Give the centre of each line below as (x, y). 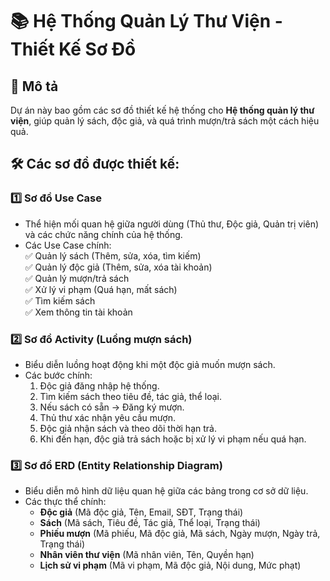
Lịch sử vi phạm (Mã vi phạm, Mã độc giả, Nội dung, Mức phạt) (170, 565)
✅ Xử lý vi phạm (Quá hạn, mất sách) (101, 289)
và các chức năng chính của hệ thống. (103, 234)
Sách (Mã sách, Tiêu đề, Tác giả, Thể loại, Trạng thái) (150, 523)
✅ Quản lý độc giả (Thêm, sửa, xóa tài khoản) (118, 267)
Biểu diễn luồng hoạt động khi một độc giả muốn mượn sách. (150, 364)
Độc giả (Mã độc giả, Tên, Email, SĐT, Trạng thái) (141, 512)
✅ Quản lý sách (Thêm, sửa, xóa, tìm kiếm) (113, 255)
